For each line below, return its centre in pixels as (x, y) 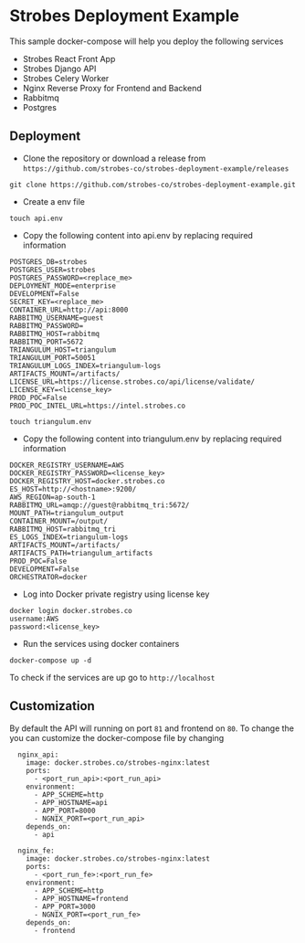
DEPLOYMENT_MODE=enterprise (63, 286)
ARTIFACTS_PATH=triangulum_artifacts (81, 553)
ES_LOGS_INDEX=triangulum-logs (69, 537)
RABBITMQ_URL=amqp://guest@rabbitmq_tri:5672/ (100, 505)
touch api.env (37, 218)
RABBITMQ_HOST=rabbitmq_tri (63, 529)
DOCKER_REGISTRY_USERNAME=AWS (67, 465)
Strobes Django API (59, 69)
